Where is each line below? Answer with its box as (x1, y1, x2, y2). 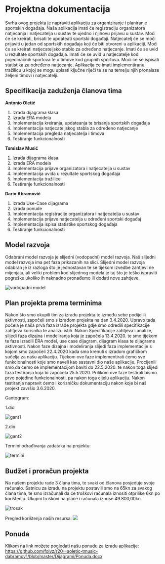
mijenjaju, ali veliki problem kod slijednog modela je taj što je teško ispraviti (5, 269, 157, 275)
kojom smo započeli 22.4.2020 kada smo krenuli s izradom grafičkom (5, 348, 147, 354)
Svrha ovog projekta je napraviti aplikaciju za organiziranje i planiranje (5, 20, 147, 26)
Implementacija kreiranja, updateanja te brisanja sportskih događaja (12, 120, 150, 126)
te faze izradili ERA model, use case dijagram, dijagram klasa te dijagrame (5, 338, 156, 344)
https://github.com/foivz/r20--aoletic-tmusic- (5, 548, 98, 554)
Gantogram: (5, 395, 30, 401)
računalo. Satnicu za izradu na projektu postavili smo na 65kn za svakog (5, 485, 152, 491)
